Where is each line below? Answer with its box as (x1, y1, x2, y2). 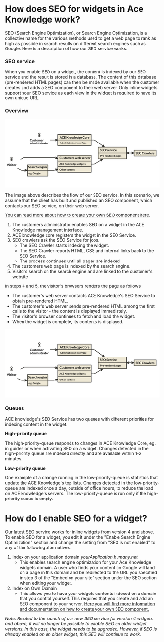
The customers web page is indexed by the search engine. (12, 263, 131, 269)
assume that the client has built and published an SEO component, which (5, 197, 153, 204)
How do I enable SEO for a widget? (5, 513, 148, 524)
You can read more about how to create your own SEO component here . (5, 212, 151, 218)
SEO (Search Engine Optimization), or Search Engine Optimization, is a (5, 30, 147, 36)
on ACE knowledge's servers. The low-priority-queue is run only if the (5, 491, 146, 497)
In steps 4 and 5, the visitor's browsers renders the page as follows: (5, 283, 142, 289)
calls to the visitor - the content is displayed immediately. (12, 309, 127, 314)
